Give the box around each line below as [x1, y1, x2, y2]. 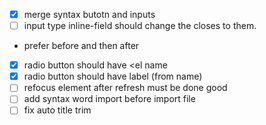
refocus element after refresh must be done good [23, 82, 228, 94]
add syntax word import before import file [23, 93, 196, 105]
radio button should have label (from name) [23, 70, 203, 83]
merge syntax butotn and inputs [23, 9, 156, 20]
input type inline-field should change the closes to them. [23, 20, 257, 32]
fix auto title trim [23, 104, 92, 116]
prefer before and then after [23, 40, 140, 52]
